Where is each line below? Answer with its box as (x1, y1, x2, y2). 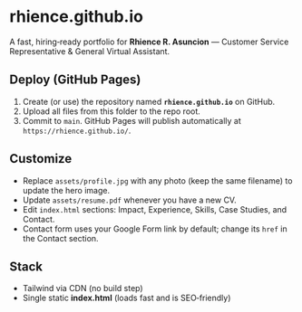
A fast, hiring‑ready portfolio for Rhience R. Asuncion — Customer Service (9, 36, 289, 47)
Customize (9, 151, 73, 166)
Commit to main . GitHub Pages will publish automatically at (22, 115, 242, 126)
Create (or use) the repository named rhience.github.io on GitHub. (22, 96, 276, 107)
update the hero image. (22, 184, 111, 195)
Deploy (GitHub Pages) (9, 72, 141, 88)
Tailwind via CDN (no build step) (22, 283, 143, 294)
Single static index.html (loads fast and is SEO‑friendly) (22, 292, 231, 304)
